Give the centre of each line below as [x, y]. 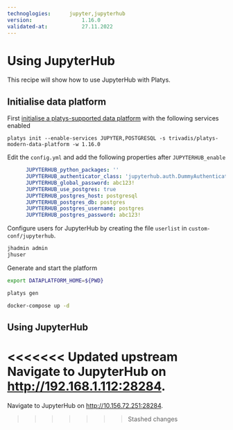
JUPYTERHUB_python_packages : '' [72, 170]
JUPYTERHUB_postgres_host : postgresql [81, 196]
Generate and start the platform [52, 268]
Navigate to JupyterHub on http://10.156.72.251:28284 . [85, 405]
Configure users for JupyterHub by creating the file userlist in [97, 229]
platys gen [23, 293]
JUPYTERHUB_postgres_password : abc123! [83, 215]
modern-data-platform [38, 145]
